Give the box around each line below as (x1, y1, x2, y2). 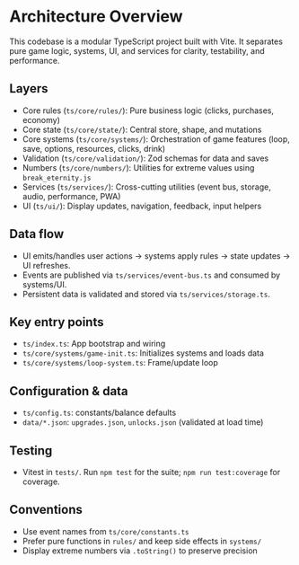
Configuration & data (9, 384, 128, 399)
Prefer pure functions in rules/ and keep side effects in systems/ (22, 535, 262, 546)
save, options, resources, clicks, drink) (22, 143, 166, 154)
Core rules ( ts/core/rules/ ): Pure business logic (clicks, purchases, (22, 105, 275, 116)
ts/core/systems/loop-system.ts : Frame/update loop (22, 358, 218, 368)
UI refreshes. (22, 260, 71, 270)
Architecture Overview (9, 6, 183, 27)
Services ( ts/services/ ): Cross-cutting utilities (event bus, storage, (22, 181, 272, 192)
